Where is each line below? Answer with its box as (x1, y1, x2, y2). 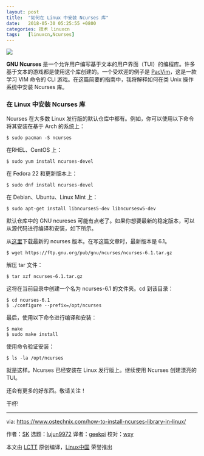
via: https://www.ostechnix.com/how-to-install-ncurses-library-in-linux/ (6, 418, 186, 426)
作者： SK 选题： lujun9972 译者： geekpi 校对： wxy (6, 430, 134, 438)
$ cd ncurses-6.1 (6, 297, 50, 304)
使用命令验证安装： (6, 343, 55, 351)
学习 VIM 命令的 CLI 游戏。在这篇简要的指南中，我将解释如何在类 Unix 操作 (6, 76, 194, 83)
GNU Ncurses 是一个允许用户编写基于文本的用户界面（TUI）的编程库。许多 (6, 60, 195, 68)
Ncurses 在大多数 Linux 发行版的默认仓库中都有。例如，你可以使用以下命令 (6, 115, 194, 123)
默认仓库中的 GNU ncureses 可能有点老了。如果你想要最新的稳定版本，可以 (6, 217, 195, 224)
